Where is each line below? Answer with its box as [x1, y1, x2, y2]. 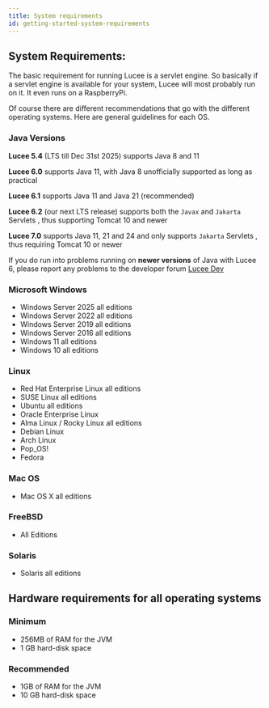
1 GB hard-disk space [19, 642, 92, 652]
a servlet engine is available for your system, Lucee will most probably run [8, 79, 256, 89]
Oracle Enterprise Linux [19, 409, 99, 419]
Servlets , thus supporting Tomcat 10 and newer [8, 215, 168, 225]
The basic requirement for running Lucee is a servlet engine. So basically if [8, 70, 258, 81]
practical [8, 175, 38, 184]
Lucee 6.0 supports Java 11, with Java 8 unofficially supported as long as [8, 167, 253, 176]
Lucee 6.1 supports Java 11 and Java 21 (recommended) [8, 191, 195, 201]
